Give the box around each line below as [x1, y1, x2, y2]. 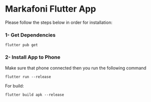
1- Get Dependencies [5, 32, 56, 38]
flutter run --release [5, 74, 51, 79]
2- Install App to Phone [5, 54, 61, 61]
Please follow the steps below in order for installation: [5, 19, 113, 25]
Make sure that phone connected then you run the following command [5, 65, 147, 71]
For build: [5, 83, 24, 88]
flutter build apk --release [5, 92, 64, 97]
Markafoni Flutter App [5, 3, 96, 15]
